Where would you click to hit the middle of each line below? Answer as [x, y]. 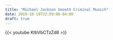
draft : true [17, 19]
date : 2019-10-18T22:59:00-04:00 [39, 14]
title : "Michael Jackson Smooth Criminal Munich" [57, 10]
